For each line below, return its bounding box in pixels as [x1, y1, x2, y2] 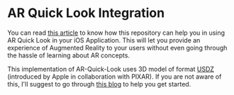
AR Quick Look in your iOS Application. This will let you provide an [7, 35, 201, 44]
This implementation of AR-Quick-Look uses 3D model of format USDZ [7, 65, 215, 73]
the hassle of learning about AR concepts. [7, 51, 130, 60]
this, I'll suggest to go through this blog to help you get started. [7, 79, 191, 88]
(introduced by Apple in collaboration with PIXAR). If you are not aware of [7, 72, 222, 81]
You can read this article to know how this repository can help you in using [7, 28, 225, 37]
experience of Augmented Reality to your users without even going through [7, 43, 228, 52]
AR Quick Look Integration [7, 5, 165, 21]
